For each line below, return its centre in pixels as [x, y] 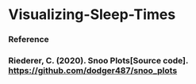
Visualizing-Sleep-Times [92, 15]
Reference [29, 40]
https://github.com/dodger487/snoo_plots [93, 71]
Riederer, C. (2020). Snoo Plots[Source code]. [98, 61]
